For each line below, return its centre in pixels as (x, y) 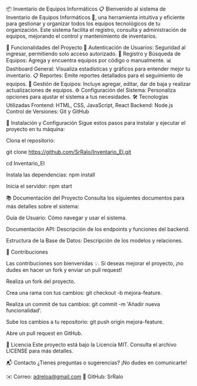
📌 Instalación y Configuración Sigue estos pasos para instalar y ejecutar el (96, 123)
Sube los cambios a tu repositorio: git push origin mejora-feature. (85, 322)
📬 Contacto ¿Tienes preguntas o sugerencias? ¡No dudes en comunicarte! (97, 362)
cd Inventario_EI (26, 163)
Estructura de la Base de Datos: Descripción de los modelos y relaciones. (95, 240)
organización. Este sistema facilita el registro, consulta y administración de (96, 30)
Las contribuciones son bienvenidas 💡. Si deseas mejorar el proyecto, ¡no (95, 263)
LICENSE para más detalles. (40, 351)
